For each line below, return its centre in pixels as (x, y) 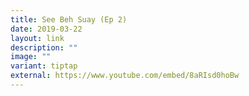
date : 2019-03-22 (46, 29)
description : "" (44, 47)
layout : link (37, 38)
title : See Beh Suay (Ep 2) (69, 19)
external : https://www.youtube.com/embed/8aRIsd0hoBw (125, 76)
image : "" (31, 57)
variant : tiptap (44, 66)
